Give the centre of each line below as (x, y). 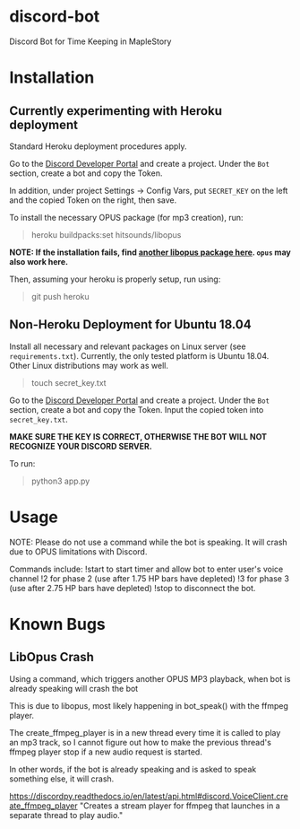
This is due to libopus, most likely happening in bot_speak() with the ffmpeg (149, 705)
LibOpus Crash (51, 657)
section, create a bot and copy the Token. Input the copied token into (137, 409)
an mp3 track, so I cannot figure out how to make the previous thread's (140, 742)
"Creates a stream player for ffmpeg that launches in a (180, 806)
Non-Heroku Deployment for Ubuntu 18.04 (131, 325)
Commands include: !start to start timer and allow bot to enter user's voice (146, 569)
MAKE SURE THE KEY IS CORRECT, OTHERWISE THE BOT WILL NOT (138, 436)
